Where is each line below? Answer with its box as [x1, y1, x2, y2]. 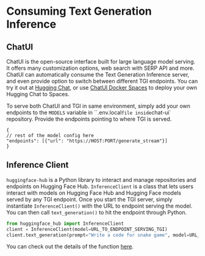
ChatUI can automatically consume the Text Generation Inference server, [6, 71, 190, 78]
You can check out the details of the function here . [6, 243, 134, 250]
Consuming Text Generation [6, 4, 152, 18]
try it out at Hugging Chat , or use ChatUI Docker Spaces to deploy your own [6, 84, 197, 91]
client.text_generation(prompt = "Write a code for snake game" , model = [6, 232, 190, 238]
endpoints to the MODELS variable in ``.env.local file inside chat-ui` [6, 109, 171, 116]
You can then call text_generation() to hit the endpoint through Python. [6, 208, 187, 216]
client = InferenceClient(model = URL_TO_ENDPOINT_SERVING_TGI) [6, 226, 168, 232]
